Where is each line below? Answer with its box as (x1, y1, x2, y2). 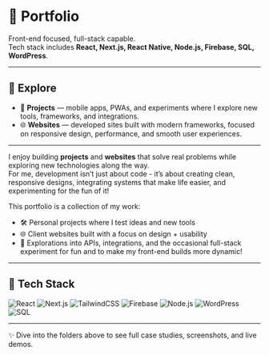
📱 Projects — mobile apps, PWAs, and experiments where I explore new (19, 103, 258, 112)
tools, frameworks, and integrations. (19, 111, 140, 121)
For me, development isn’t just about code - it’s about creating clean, (8, 168, 235, 179)
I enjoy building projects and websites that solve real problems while (8, 151, 237, 161)
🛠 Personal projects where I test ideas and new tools (19, 217, 196, 227)
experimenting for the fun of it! (8, 186, 110, 196)
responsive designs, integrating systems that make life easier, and (8, 177, 227, 187)
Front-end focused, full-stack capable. (8, 34, 136, 43)
